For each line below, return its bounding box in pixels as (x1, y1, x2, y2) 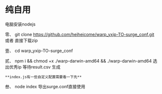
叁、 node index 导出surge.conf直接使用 (5, 83, 86, 89)
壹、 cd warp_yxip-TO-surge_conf (5, 48, 73, 54)
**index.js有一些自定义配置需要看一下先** (5, 74, 82, 80)
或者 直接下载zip (5, 37, 38, 43)
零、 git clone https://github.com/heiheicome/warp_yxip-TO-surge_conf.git (5, 31, 154, 37)
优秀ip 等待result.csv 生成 (9, 64, 61, 70)
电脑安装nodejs (5, 21, 36, 27)
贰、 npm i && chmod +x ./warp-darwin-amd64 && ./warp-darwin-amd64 (5, 58, 152, 64)
